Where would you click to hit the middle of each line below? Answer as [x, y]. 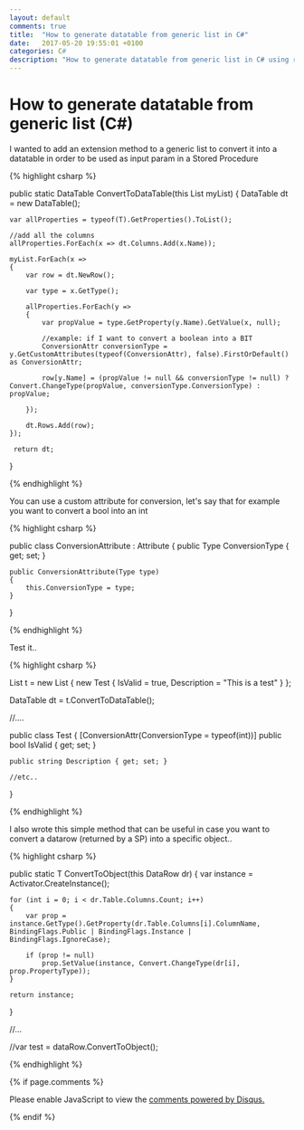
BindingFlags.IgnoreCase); [60, 939]
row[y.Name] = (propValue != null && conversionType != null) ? [166, 378]
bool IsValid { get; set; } [53, 745]
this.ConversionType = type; [81, 588]
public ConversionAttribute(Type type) [85, 572]
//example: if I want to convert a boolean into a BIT [147, 338]
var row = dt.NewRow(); [71, 275]
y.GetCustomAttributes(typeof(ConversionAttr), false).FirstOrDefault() [149, 354]
